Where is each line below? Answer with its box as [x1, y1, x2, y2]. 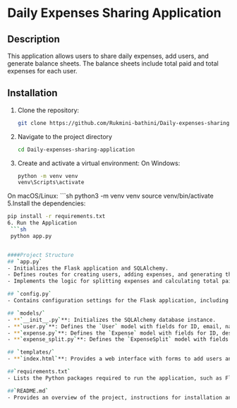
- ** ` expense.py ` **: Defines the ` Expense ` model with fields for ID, [7, 330, 219, 337]
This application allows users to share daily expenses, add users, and [7, 52, 209, 60]
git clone [17, 119, 47, 126]
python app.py [10, 232, 52, 239]
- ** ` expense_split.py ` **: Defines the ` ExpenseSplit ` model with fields [7, 336, 229, 343]
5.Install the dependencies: [7, 199, 86, 208]
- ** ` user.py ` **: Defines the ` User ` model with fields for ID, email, [7, 323, 222, 330]
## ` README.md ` [7, 387, 49, 395]
